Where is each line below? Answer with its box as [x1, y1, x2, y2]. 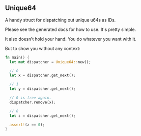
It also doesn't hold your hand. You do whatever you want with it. [5, 36, 137, 42]
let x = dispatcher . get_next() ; [9, 73, 76, 78]
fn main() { [5, 55, 29, 60]
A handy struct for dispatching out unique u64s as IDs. [5, 17, 116, 23]
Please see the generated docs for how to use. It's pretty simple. [5, 27, 136, 32]
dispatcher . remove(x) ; [9, 100, 56, 105]
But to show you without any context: [5, 45, 81, 51]
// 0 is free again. [9, 95, 52, 100]
